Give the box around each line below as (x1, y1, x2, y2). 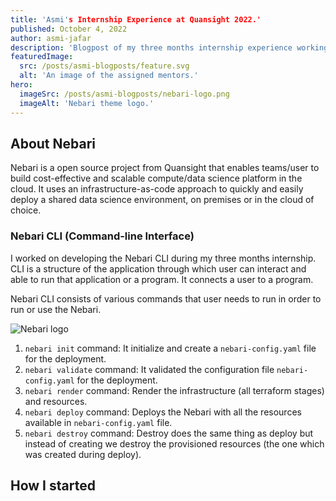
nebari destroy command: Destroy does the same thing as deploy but (24, 427, 314, 439)
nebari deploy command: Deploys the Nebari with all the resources (24, 406, 302, 418)
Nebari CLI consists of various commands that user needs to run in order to (10, 292, 322, 305)
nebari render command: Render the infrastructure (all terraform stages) (24, 384, 325, 396)
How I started (10, 477, 96, 494)
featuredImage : (10, 52, 74, 62)
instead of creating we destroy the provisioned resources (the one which (24, 437, 325, 450)
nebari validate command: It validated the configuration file (24, 363, 275, 375)
